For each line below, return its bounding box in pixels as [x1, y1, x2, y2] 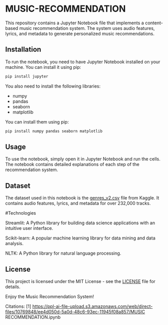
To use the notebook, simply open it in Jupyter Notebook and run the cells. [5, 156, 160, 162]
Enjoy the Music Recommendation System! [5, 293, 94, 299]
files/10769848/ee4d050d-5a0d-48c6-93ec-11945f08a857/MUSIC [5, 308, 145, 314]
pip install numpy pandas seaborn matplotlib [5, 129, 102, 134]
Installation [5, 45, 41, 54]
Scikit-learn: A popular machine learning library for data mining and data [5, 235, 155, 241]
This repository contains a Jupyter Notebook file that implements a [5, 20, 144, 26]
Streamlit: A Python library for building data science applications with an [5, 220, 155, 226]
